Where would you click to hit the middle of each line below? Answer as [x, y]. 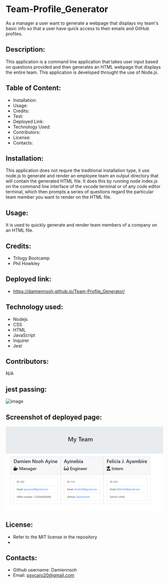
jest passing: [26, 389]
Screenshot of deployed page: [54, 417]
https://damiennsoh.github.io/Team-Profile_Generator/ [69, 291]
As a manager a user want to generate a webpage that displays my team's [82, 23]
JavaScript [24, 335]
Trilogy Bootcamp [31, 258]
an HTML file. [20, 230]
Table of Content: [33, 88]
